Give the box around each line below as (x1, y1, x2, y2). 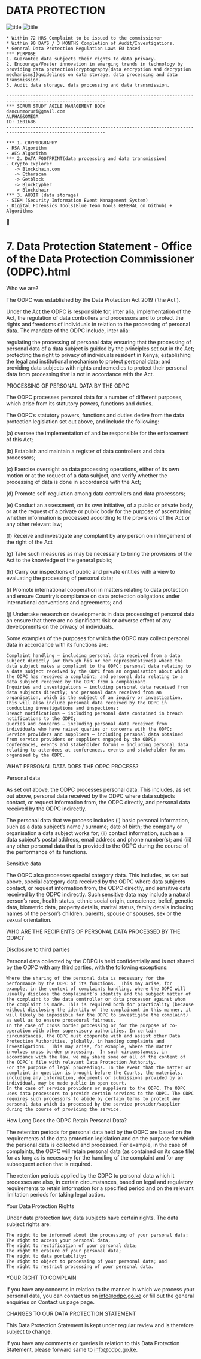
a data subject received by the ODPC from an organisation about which (6, 668, 188, 674)
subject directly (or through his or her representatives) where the (6, 658, 184, 664)
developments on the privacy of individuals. (6, 623, 114, 630)
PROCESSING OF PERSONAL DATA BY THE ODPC (6, 382, 130, 389)
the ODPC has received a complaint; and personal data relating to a (6, 673, 184, 680)
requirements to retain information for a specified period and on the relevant (6, 1184, 194, 1192)
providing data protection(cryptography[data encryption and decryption (6, 66, 191, 72)
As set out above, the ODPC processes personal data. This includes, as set (6, 786, 191, 793)
